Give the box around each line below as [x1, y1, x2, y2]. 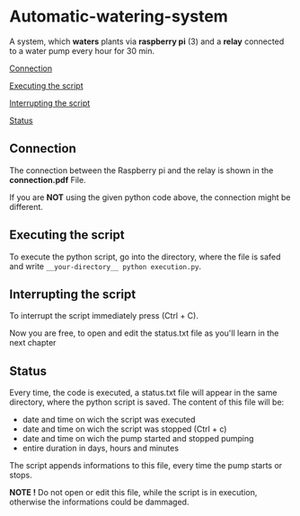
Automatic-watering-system [9, 6, 229, 27]
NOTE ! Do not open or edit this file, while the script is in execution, [9, 487, 258, 498]
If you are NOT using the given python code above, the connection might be [9, 191, 291, 203]
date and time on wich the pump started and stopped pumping [22, 433, 254, 444]
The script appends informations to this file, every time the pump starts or [9, 460, 283, 471]
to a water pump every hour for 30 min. [9, 45, 155, 56]
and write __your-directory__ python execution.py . [9, 260, 202, 271]
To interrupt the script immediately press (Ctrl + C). [9, 310, 199, 321]
